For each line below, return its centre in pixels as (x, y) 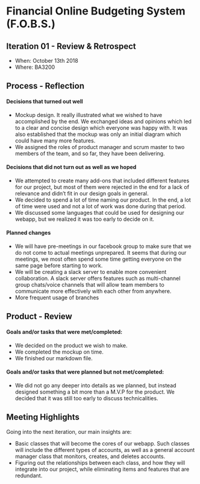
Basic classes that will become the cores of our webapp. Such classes (102, 443)
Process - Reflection (45, 86)
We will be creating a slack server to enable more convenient (91, 272)
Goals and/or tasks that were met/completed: (64, 332)
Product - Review (39, 317)
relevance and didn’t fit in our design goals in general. (82, 193)
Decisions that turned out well (45, 101)
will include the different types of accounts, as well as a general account (105, 450)
